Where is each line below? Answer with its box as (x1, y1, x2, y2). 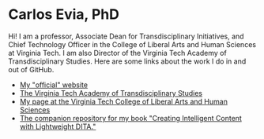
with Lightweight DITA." (19, 122, 96, 131)
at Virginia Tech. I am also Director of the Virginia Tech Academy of (8, 48, 227, 57)
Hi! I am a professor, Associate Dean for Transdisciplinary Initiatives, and (8, 31, 244, 41)
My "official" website (19, 80, 89, 90)
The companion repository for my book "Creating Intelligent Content (19, 113, 243, 123)
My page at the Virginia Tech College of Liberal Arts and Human (19, 97, 228, 106)
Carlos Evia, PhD (8, 5, 120, 24)
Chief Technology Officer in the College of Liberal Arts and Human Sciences (8, 39, 257, 49)
